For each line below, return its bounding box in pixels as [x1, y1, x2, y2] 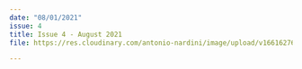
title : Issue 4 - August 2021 [9, 30, 123, 39]
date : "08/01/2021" [9, 13, 83, 22]
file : [9, 38, 30, 47]
